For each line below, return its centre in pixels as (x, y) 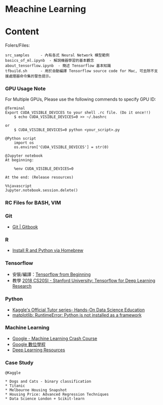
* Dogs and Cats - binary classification (48, 382)
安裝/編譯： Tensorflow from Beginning (51, 274)
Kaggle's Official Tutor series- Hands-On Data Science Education (79, 310)
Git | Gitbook (25, 227)
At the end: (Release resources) (39, 178)
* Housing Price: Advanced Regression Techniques (57, 395)
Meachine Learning (46, 9)
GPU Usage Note (25, 89)
